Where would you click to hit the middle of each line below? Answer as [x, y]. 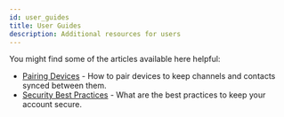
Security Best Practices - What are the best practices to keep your [144, 95]
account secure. [52, 105]
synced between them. [64, 86]
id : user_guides [39, 17]
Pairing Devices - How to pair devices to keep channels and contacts [149, 76]
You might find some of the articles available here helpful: [115, 59]
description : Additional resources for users [95, 34]
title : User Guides [45, 26]
